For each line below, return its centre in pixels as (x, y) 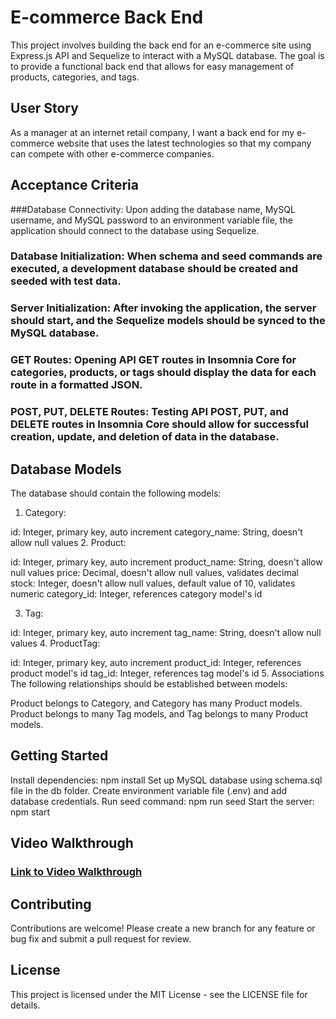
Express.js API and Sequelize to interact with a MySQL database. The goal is (167, 55)
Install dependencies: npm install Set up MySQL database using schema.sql (166, 780)
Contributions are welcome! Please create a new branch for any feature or (163, 928)
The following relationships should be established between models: (149, 684)
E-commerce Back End (107, 17)
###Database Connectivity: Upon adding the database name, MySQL (153, 209)
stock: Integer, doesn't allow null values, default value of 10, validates (153, 583)
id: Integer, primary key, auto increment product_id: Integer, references (156, 663)
